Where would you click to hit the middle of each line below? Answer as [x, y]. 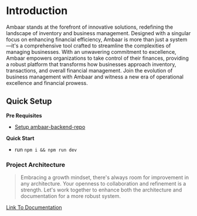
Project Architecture [36, 164]
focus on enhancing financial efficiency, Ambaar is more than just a [87, 39]
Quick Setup [29, 102]
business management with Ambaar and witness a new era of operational [95, 77]
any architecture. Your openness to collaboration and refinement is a [103, 184]
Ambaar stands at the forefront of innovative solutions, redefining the [90, 27]
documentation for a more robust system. [71, 196]
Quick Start [20, 138]
